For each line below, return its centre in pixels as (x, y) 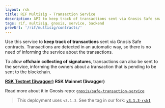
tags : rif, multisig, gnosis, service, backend (55, 23)
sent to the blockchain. (28, 72)
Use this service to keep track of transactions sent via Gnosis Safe (73, 42)
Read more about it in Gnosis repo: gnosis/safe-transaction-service (75, 91)
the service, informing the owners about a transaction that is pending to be (81, 67)
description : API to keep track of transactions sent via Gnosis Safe (79, 19)
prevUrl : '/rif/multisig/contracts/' (44, 28)
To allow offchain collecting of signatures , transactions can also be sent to (82, 62)
